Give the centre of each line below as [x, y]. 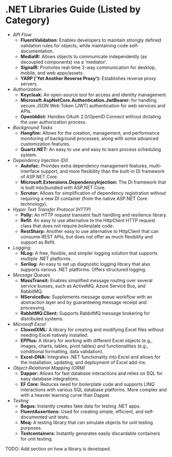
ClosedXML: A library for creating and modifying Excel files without [92, 330]
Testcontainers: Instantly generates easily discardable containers [90, 433]
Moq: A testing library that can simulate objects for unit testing [87, 422]
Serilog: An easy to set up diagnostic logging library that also [85, 264]
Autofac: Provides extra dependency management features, [84, 166]
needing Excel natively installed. [54, 335]
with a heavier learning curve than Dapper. [65, 395]
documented [34, 417]
